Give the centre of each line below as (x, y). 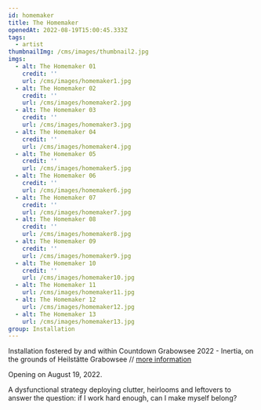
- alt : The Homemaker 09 (56, 241)
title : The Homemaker (43, 23)
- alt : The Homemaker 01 (56, 67)
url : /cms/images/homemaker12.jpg (78, 307)
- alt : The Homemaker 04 (56, 132)
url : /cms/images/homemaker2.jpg (77, 103)
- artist (29, 45)
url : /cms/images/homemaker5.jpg (77, 169)
